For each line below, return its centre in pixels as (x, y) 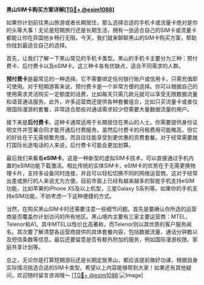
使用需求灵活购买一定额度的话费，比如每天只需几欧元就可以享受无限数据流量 (102, 94)
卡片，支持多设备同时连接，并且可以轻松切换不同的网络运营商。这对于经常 (104, 173)
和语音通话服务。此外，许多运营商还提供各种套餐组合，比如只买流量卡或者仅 (102, 102)
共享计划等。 (27, 247)
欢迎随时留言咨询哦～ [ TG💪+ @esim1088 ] (80, 275)
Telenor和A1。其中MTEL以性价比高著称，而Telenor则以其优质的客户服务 (97, 224)
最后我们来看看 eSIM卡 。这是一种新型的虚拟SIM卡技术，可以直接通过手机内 (100, 158)
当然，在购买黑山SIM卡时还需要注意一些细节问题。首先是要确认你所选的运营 (102, 209)
